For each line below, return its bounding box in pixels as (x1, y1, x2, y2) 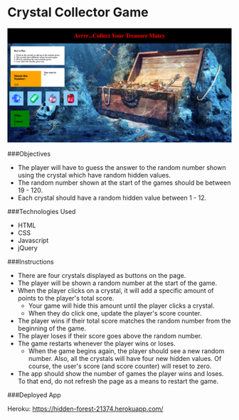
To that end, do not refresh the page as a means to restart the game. (17, 377, 219, 385)
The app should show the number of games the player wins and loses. (17, 369, 224, 377)
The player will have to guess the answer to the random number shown (17, 163, 226, 171)
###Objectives (7, 149, 51, 158)
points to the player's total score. (17, 294, 115, 302)
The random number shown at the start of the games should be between (17, 178, 231, 187)
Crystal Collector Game (7, 4, 149, 21)
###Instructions (7, 257, 55, 266)
